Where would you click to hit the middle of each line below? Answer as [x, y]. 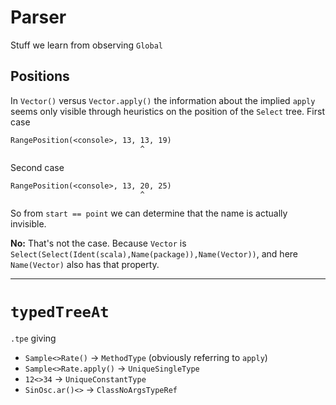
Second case [37, 167]
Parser [38, 17]
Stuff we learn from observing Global [86, 45]
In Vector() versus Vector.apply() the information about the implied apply [163, 100]
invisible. [28, 223]
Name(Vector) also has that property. [85, 264]
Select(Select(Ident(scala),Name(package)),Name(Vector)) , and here [154, 253]
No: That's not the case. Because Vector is [98, 243]
